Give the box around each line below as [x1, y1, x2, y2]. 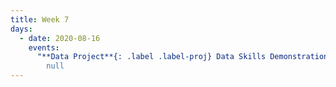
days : [10, 24, 33, 34]
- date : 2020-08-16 [19, 33, 101, 43]
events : [28, 42, 60, 53]
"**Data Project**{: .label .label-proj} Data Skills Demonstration [36, 52, 329, 62]
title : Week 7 [10, 14, 70, 25]
